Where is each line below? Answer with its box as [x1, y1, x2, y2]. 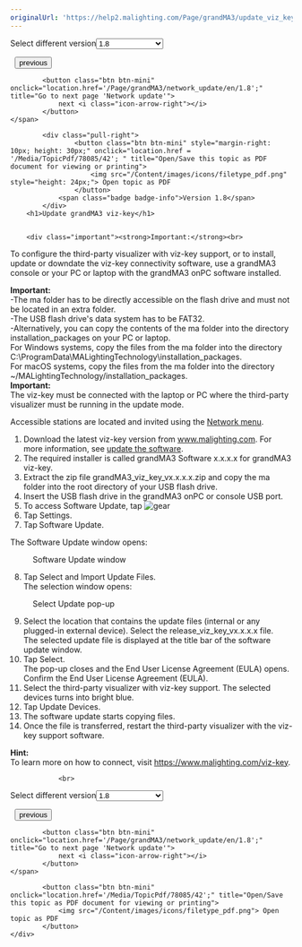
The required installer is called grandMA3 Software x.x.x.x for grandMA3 [22, 452, 292, 463]
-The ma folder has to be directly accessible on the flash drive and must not [10, 294, 290, 305]
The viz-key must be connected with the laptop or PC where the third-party [10, 389, 289, 400]
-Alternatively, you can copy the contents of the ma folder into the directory [10, 323, 289, 333]
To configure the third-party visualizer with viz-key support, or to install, [10, 248, 277, 259]
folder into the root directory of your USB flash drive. [22, 481, 219, 492]
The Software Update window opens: [10, 537, 148, 547]
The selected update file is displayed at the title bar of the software [22, 634, 272, 645]
